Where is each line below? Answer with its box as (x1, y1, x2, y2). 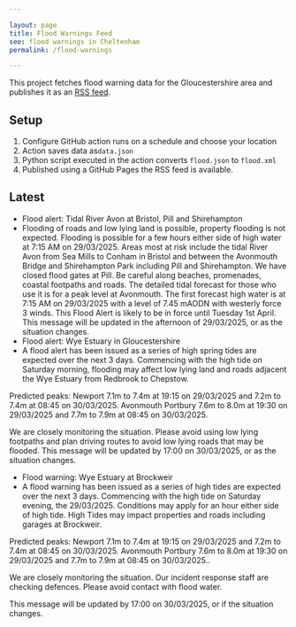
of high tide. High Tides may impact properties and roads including (21, 509, 266, 520)
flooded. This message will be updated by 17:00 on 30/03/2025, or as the (9, 445, 277, 456)
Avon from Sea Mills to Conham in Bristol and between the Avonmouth (21, 251, 278, 261)
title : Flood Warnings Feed (9, 28, 113, 38)
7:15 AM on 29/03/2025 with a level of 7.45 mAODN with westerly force (21, 298, 282, 308)
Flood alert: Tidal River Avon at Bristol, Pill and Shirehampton (21, 213, 243, 224)
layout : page (9, 20, 57, 29)
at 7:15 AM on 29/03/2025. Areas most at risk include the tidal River (21, 241, 269, 252)
